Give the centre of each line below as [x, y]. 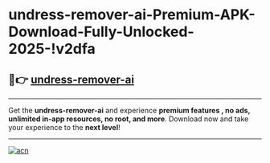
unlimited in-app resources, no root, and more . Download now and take [129, 119]
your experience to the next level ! [64, 127]
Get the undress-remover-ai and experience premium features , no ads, [129, 110]
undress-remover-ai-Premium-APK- [132, 15]
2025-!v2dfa [52, 49]
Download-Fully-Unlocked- [101, 32]
